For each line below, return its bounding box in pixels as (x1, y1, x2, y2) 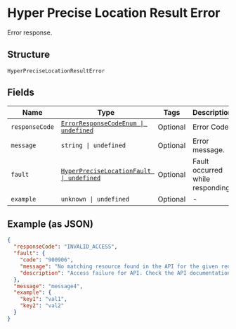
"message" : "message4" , (13, 283, 83, 290)
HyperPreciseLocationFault (60, 167, 151, 175)
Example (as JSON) (7, 218, 93, 230)
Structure (7, 49, 51, 61)
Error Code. (192, 122, 231, 132)
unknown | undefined (60, 195, 130, 203)
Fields (7, 87, 35, 99)
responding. (192, 182, 232, 192)
